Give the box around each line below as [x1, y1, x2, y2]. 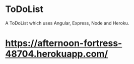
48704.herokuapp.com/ [5, 48, 108, 59]
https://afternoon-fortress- [5, 37, 122, 49]
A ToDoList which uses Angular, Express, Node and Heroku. [5, 20, 129, 26]
